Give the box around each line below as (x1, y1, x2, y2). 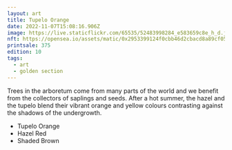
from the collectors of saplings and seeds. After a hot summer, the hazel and (7, 94, 225, 102)
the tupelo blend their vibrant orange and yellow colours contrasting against (7, 101, 223, 109)
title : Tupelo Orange (7, 17, 70, 23)
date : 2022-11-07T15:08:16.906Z (7, 23, 100, 30)
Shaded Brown (17, 136, 60, 144)
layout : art (7, 10, 41, 17)
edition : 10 (7, 49, 41, 56)
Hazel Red (17, 129, 47, 138)
